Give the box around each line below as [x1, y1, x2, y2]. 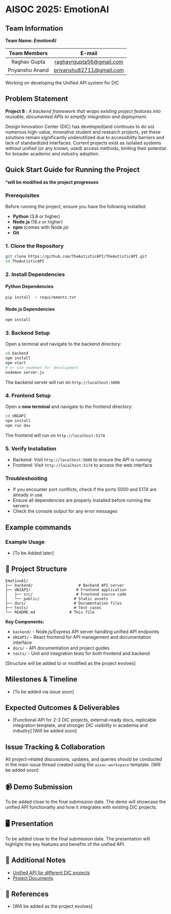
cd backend [5, 351, 29, 356]
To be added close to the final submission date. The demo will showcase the [5, 798, 166, 805]
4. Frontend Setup [5, 392, 51, 399]
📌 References [5, 890, 49, 898]
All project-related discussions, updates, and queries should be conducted [5, 756, 162, 763]
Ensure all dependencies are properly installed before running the [12, 497, 151, 503]
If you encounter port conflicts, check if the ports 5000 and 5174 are [12, 486, 157, 493]
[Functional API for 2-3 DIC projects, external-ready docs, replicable [12, 717, 157, 723]
